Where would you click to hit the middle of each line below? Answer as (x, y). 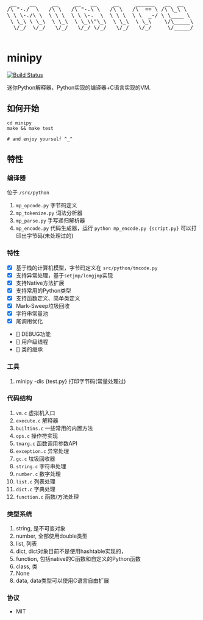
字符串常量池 (32, 313)
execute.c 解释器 (37, 420)
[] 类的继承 (29, 349)
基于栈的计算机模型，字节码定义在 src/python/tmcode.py (87, 268)
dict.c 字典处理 (35, 489)
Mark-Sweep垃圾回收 (43, 306)
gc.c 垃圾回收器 (35, 458)
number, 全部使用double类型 (52, 536)
